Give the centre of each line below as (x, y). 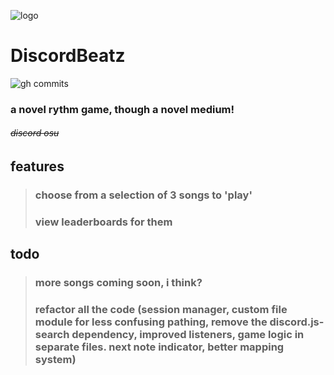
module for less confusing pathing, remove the (151, 322)
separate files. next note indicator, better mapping (159, 347)
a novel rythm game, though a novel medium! (122, 109)
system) (55, 360)
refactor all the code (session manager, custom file (161, 310)
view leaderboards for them (103, 222)
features (37, 166)
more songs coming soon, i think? (118, 283)
